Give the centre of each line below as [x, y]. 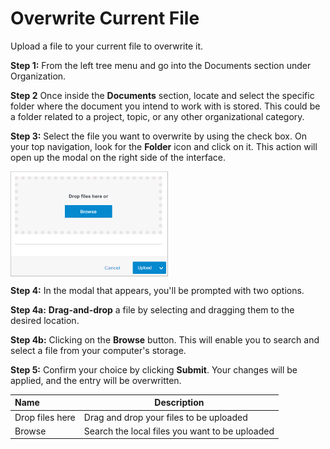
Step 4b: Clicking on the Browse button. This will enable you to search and [165, 339]
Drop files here [45, 417]
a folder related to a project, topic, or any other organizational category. [157, 116]
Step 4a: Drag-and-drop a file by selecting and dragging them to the [152, 309]
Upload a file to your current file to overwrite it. [107, 46]
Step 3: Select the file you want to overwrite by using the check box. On [158, 136]
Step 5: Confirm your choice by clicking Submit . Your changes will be [154, 369]
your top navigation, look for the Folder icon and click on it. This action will [164, 146]
